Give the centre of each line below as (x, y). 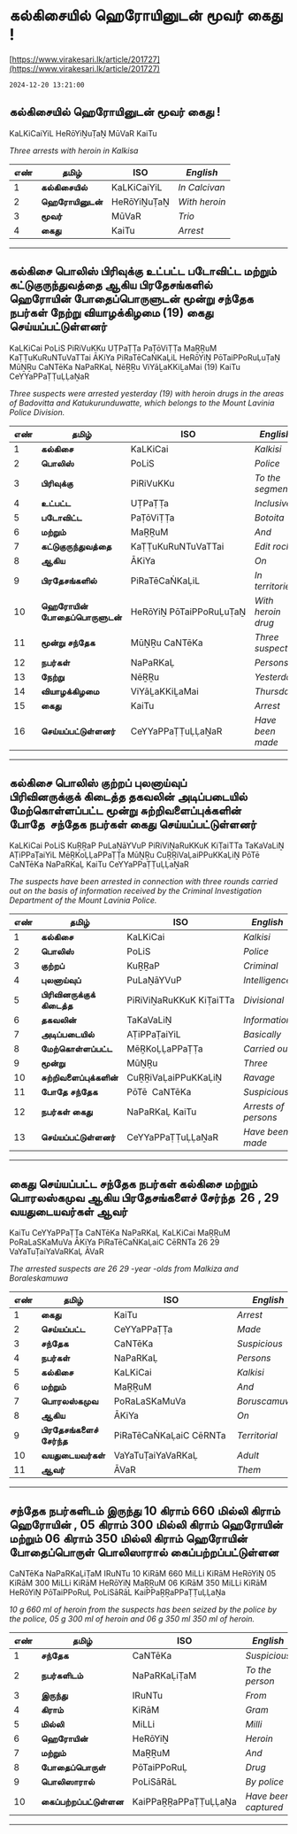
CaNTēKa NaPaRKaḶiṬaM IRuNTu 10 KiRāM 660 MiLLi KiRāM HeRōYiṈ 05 (143, 1573)
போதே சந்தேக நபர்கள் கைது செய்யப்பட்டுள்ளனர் (133, 824)
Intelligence (267, 981)
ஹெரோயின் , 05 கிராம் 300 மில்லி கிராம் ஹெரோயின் (146, 1525)
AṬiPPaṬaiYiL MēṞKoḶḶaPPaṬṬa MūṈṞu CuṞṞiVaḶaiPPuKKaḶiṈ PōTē (135, 855)
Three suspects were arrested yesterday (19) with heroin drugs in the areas (147, 393)
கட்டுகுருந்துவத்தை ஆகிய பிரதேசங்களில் (111, 285)
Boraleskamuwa (39, 1278)
